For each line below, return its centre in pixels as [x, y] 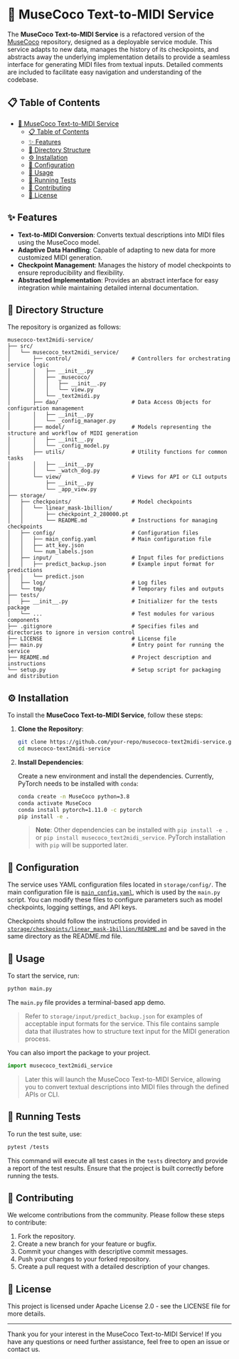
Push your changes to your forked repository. [84, 1259]
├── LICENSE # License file [92, 639]
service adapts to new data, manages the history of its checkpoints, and [113, 49]
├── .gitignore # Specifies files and [103, 626]
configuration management [46, 408]
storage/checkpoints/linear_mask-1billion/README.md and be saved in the [117, 929]
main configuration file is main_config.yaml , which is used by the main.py [114, 892]
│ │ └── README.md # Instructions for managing [113, 521]
